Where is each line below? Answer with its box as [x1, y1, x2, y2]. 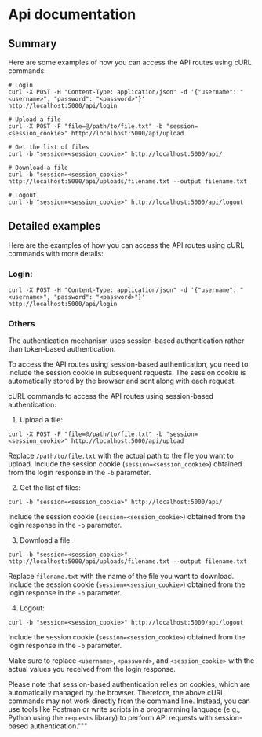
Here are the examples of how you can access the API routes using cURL [8, 240, 245, 249]
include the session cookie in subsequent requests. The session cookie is [8, 368, 246, 378]
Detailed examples [8, 219, 101, 233]
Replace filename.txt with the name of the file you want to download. [8, 572, 235, 581]
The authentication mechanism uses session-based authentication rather [8, 336, 245, 345]
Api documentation [8, 6, 136, 24]
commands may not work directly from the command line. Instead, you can [8, 696, 251, 706]
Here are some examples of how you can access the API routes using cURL [8, 57, 253, 67]
